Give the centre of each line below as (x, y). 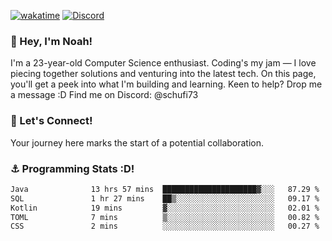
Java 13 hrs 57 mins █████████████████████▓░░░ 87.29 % (165, 189)
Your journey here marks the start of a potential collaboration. (137, 142)
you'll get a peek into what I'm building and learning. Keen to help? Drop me (166, 84)
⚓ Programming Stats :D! (72, 168)
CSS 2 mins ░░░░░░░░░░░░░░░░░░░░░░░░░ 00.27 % (165, 226)
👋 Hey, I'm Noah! (51, 41)
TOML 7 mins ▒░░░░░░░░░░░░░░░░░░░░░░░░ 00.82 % (165, 217)
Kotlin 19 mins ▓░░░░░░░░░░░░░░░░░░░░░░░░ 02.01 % (165, 208)
